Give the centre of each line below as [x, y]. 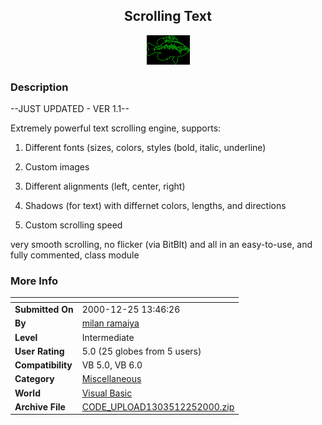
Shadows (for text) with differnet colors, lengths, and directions [155, 206]
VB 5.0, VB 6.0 [112, 365]
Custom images [57, 167]
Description [39, 87]
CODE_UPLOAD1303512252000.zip [158, 406]
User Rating [39, 351]
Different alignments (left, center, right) [105, 186]
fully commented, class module [75, 255]
